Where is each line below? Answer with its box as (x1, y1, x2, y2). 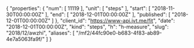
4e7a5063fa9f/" (6, 36, 45, 42)
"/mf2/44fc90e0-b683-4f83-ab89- (76, 29, 162, 36)
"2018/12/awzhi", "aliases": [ (6, 29, 75, 36)
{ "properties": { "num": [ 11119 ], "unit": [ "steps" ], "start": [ (6, 5, 151, 12)
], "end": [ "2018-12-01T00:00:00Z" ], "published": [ (45, 11, 170, 18)
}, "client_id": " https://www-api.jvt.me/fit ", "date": (55, 17, 175, 24)
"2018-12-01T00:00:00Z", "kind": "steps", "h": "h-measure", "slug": (6, 23, 169, 30)
